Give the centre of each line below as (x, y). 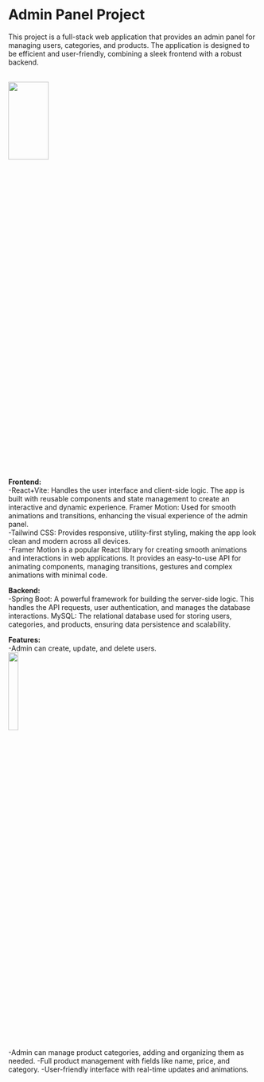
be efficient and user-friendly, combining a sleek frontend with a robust (125, 53)
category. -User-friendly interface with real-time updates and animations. (128, 1069)
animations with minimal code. (58, 575)
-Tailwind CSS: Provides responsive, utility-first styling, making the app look (132, 533)
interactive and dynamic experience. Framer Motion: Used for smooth (122, 507)
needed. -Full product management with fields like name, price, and (119, 1060)
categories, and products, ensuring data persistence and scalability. (120, 624)
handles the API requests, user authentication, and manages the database (129, 607)
